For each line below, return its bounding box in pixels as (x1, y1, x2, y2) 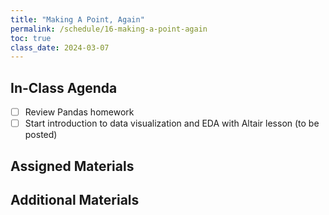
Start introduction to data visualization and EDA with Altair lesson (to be (24, 117, 320, 130)
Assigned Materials (10, 157, 135, 175)
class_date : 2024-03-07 (10, 42, 110, 53)
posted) (24, 129, 58, 141)
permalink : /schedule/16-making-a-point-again (10, 24, 208, 34)
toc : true (10, 33, 52, 43)
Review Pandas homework (24, 106, 135, 118)
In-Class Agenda (10, 79, 118, 96)
